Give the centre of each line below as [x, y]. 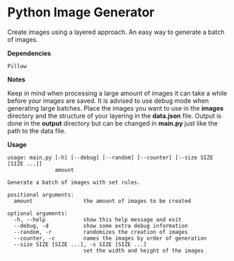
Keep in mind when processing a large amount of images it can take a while [117, 93]
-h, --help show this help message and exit [98, 220]
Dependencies [29, 53]
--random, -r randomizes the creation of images [101, 232]
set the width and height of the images [143, 250]
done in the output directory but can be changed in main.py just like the [112, 123]
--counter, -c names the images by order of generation [110, 238]
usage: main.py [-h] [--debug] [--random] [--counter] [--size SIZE [110, 157]
